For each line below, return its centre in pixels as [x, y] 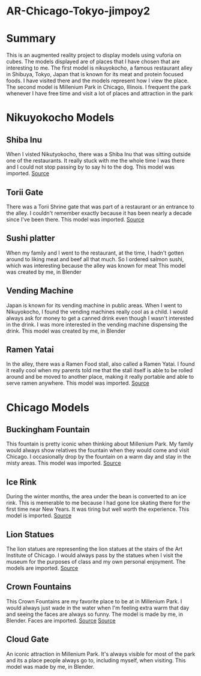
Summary [31, 39]
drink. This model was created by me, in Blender [66, 331]
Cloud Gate [28, 640]
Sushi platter [31, 238]
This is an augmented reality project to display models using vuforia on [94, 55]
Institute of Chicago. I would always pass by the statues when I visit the [94, 555]
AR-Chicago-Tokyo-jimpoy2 [78, 11]
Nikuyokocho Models [60, 118]
